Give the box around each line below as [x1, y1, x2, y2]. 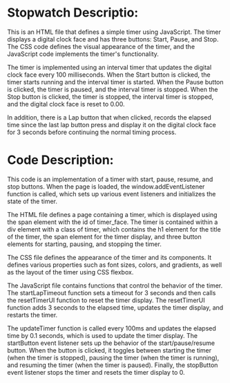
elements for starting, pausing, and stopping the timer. [7, 240, 162, 248]
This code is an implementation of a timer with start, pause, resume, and [7, 175, 213, 183]
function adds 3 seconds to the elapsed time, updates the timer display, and [7, 303, 224, 312]
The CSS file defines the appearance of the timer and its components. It [7, 253, 212, 261]
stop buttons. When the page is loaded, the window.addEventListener [7, 182, 205, 191]
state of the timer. [7, 197, 57, 205]
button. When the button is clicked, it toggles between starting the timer [7, 346, 212, 354]
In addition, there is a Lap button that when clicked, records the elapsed [7, 113, 212, 122]
